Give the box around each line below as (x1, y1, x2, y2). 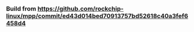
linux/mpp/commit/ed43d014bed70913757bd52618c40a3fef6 (6, 12, 189, 20)
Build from (6, 5, 36, 13)
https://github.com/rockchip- (37, 5, 124, 13)
